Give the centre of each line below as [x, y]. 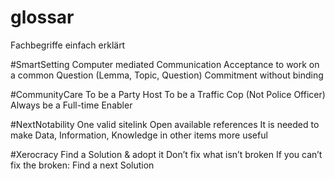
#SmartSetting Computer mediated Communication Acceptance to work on [165, 64]
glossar [42, 17]
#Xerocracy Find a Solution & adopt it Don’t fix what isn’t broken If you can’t [166, 154]
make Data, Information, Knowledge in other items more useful [139, 135]
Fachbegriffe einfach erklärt [68, 45]
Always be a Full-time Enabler [71, 105]
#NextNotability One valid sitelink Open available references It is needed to [165, 124]
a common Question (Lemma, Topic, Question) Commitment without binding [167, 75]
